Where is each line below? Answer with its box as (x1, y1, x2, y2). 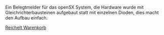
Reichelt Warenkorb (5, 24, 47, 30)
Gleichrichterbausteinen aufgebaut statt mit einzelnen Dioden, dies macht (5, 9, 159, 15)
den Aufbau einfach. (5, 15, 48, 20)
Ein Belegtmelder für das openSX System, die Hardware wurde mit (5, 4, 144, 10)
